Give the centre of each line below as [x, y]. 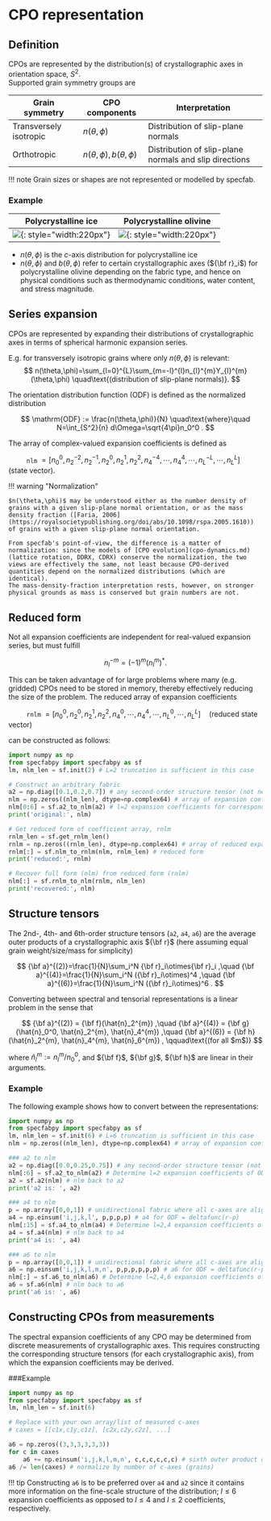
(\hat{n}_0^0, [37, 1031]
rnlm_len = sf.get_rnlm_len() [59, 837]
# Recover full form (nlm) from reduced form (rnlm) [99, 874]
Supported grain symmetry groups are [72, 82]
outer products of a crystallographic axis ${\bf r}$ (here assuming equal [128, 942]
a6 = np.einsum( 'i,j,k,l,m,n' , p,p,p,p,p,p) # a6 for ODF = [112, 1270]
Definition [33, 45]
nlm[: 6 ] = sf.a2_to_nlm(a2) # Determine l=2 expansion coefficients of [131, 1173]
